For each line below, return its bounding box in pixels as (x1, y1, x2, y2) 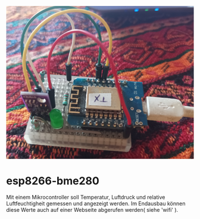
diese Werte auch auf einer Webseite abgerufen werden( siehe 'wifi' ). (6, 206, 179, 214)
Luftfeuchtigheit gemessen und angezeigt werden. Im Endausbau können (6, 200, 186, 207)
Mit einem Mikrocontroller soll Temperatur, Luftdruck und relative (6, 194, 165, 201)
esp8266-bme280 (6, 174, 99, 187)
